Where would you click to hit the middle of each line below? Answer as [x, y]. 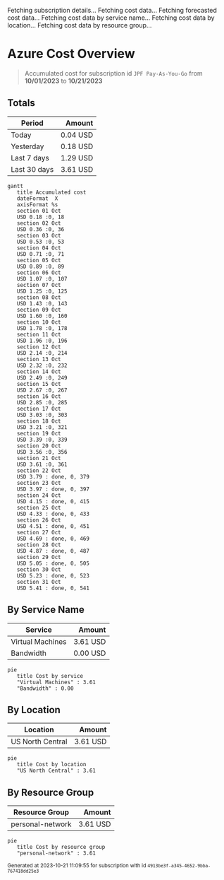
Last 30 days [32, 169]
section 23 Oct [39, 483]
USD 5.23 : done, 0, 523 [53, 575]
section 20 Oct [39, 446]
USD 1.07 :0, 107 [42, 278]
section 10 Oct [39, 322]
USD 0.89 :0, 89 [41, 266]
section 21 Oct [39, 458]
